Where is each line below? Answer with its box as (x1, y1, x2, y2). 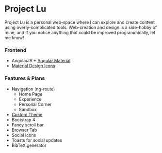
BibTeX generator (11, 142, 47, 148)
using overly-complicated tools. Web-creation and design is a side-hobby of (4, 24, 157, 30)
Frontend (4, 47, 27, 54)
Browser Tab (11, 127, 37, 133)
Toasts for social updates (11, 137, 63, 143)
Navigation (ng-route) (11, 86, 55, 92)
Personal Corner (18, 101, 52, 107)
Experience (18, 96, 42, 102)
